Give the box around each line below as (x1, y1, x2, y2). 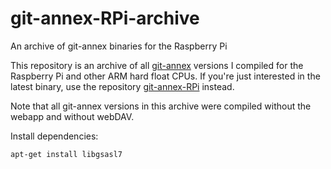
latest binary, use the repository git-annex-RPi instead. (10, 80, 235, 92)
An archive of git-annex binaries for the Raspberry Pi (10, 40, 228, 52)
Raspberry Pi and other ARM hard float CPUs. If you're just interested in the (10, 70, 321, 82)
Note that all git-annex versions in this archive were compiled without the (10, 100, 312, 112)
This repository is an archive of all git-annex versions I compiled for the (10, 59, 304, 71)
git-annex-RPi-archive (10, 7, 200, 30)
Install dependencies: (10, 130, 99, 142)
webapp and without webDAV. (10, 110, 135, 122)
